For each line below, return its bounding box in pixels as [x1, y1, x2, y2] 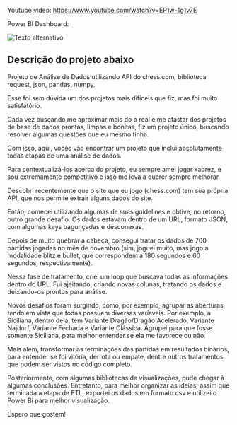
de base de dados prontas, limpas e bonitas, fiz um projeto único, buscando [7, 122, 229, 131]
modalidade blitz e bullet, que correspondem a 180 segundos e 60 [7, 251, 201, 260]
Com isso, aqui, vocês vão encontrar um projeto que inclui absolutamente [7, 144, 223, 152]
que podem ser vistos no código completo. [7, 360, 132, 368]
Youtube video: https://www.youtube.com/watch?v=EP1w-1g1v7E [7, 6, 197, 14]
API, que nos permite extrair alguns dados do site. [7, 194, 154, 202]
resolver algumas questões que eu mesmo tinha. [7, 130, 149, 139]
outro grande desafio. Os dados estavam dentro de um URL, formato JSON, [7, 215, 228, 223]
